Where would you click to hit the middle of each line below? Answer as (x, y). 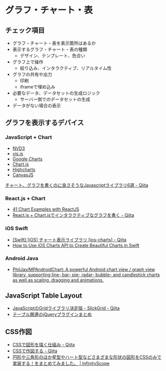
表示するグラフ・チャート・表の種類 (50, 49)
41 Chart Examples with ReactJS (46, 209)
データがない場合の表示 (36, 106)
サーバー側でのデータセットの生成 (55, 99)
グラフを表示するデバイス (44, 123)
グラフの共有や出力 (32, 74)
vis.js (18, 153)
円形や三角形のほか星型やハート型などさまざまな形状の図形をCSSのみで (87, 357)
